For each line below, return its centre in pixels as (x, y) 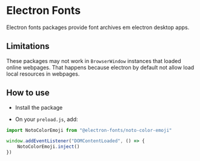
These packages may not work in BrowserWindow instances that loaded (94, 61)
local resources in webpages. (43, 74)
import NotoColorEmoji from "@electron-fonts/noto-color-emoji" (89, 130)
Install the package (39, 107)
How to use (28, 93)
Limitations (28, 46)
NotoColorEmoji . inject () (48, 147)
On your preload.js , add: (46, 119)
